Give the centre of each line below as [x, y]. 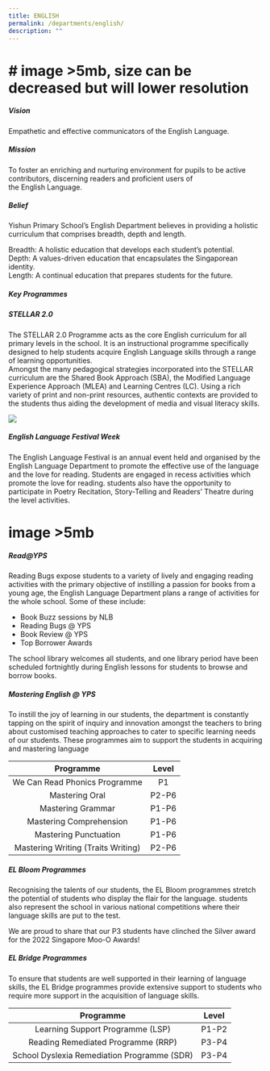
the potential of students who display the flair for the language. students [128, 898]
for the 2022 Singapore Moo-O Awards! [74, 940]
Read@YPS [28, 555]
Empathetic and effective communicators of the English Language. [119, 131]
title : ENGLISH [34, 16]
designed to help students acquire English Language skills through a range [132, 352]
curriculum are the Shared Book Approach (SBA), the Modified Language [130, 377]
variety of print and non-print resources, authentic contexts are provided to [133, 394]
